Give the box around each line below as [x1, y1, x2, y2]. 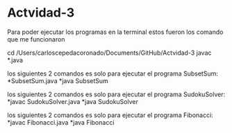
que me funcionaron [7, 35, 65, 43]
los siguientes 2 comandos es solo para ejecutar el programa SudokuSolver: [7, 90, 226, 98]
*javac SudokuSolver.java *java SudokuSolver [7, 97, 139, 105]
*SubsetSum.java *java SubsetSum [7, 76, 109, 85]
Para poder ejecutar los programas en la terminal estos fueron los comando [7, 28, 224, 36]
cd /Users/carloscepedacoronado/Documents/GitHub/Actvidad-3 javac [7, 48, 212, 57]
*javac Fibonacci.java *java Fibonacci [7, 118, 115, 126]
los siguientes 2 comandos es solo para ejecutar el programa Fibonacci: [7, 111, 213, 119]
